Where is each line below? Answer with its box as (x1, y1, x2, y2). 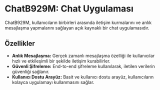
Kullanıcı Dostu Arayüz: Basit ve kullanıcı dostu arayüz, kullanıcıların (11, 73, 154, 80)
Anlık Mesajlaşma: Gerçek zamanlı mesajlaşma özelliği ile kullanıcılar (11, 52, 155, 58)
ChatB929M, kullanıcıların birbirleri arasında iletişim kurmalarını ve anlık (4, 19, 152, 25)
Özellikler (4, 39, 35, 48)
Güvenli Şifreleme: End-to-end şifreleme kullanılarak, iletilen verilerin (11, 63, 155, 69)
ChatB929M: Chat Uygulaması (4, 3, 133, 14)
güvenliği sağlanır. (11, 68, 49, 74)
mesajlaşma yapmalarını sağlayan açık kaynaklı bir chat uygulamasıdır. (4, 24, 149, 30)
